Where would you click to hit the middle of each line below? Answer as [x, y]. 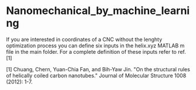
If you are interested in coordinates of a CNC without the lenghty [84, 39]
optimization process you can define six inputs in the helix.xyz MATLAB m [95, 46]
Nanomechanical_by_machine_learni [98, 11]
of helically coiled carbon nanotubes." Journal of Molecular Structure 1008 [96, 75]
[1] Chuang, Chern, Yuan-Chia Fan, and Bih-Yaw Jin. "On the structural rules [98, 69]
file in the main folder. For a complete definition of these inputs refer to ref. [96, 51]
